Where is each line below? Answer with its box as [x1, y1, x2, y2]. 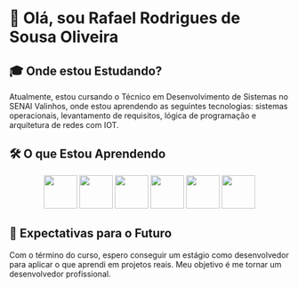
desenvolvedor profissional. [9, 268, 111, 279]
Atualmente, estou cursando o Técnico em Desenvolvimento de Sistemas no [9, 92, 289, 101]
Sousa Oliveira [9, 27, 119, 47]
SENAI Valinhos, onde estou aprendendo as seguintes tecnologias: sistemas [9, 101, 288, 111]
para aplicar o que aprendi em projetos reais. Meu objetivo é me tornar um [9, 259, 282, 269]
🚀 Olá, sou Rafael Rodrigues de [9, 8, 241, 28]
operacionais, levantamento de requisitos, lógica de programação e [9, 110, 256, 121]
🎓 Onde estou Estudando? [9, 63, 163, 78]
